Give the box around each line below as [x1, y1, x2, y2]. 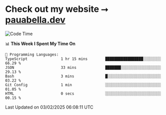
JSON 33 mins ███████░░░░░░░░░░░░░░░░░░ [5, 65, 162, 70]
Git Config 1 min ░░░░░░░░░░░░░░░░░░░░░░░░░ [5, 82, 162, 87]
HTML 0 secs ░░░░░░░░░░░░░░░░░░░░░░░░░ [5, 91, 162, 96]
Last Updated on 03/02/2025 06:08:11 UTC [5, 104, 93, 110]
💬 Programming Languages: [5, 52, 59, 57]
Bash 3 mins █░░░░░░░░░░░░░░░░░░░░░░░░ [5, 73, 162, 79]
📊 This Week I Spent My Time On [5, 41, 76, 47]
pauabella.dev [5, 14, 66, 26]
